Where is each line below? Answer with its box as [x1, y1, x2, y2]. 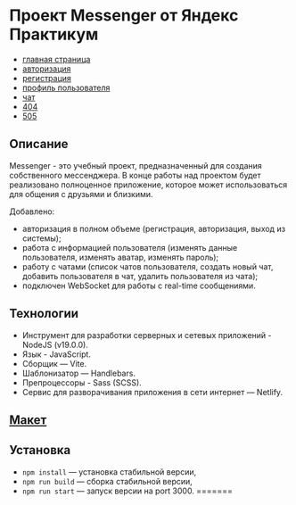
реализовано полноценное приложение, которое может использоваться [9, 179, 288, 190]
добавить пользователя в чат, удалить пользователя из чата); [21, 270, 259, 281]
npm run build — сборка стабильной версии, [21, 476, 193, 486]
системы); [21, 233, 62, 244]
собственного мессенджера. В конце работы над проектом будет [9, 170, 261, 180]
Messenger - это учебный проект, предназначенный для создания [9, 160, 263, 170]
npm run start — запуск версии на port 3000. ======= [21, 485, 234, 496]
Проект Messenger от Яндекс [9, 5, 239, 26]
